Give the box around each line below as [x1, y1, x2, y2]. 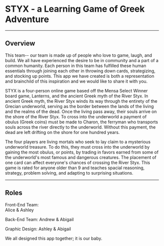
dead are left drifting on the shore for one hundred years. [5, 129, 120, 135]
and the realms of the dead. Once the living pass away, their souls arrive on [5, 109, 157, 114]
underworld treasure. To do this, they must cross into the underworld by [5, 144, 150, 150]
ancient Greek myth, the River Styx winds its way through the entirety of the [5, 98, 158, 104]
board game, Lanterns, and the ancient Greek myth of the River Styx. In [5, 93, 148, 99]
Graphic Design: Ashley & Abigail [5, 226, 71, 232]
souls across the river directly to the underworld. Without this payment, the [5, 124, 156, 130]
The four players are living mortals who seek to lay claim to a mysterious [5, 138, 151, 145]
